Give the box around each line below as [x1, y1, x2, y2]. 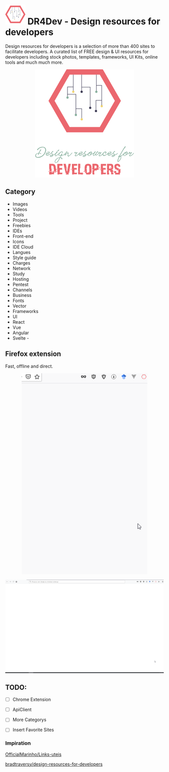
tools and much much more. [5, 59, 63, 65]
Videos [12, 206, 28, 212]
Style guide [12, 254, 37, 261]
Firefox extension [5, 350, 61, 358]
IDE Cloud [12, 244, 34, 250]
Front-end [12, 233, 34, 239]
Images [12, 201, 28, 207]
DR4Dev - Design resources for [27, 16, 160, 27]
